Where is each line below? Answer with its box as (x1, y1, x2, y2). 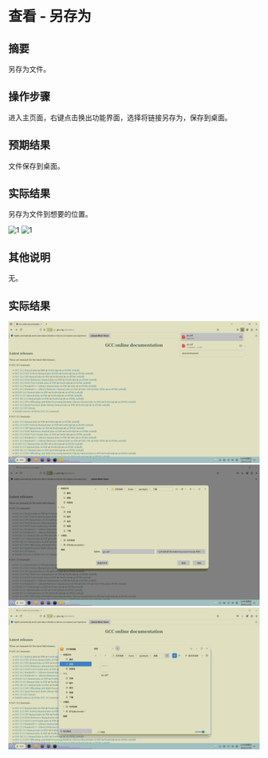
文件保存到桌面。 (8, 161, 65, 170)
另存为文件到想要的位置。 (8, 209, 93, 219)
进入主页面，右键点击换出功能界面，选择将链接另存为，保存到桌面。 (8, 113, 232, 122)
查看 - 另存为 (8, 7, 92, 26)
